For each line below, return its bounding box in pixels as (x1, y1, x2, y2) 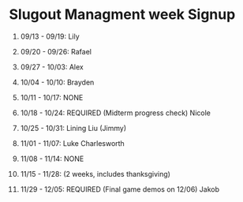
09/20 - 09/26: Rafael (20, 47, 92, 56)
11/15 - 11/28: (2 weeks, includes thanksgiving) (20, 169, 170, 178)
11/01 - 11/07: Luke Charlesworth (20, 138, 125, 148)
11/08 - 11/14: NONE (20, 154, 84, 163)
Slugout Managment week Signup (9, 6, 236, 24)
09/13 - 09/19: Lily (20, 32, 80, 41)
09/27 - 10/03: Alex (20, 62, 84, 72)
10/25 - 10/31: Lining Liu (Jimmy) (20, 123, 127, 133)
